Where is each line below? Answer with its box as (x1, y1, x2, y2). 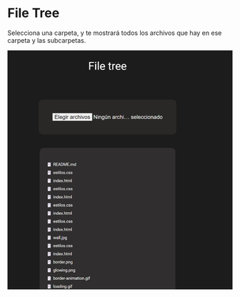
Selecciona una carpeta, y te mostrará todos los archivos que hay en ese (7, 28, 222, 37)
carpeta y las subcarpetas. (7, 36, 86, 44)
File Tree (7, 5, 60, 21)
